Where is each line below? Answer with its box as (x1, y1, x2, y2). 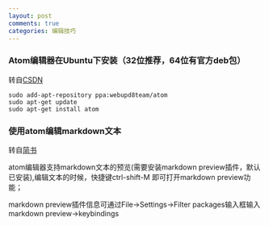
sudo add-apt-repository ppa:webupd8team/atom (8, 90, 168, 99)
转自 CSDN (8, 74, 43, 85)
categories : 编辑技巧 (8, 27, 77, 35)
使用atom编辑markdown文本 (8, 125, 122, 136)
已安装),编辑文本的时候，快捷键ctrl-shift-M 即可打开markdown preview (8, 172, 244, 182)
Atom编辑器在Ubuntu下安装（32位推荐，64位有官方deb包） (8, 55, 246, 66)
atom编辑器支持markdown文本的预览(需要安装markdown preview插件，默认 (8, 162, 261, 172)
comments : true (8, 19, 60, 27)
